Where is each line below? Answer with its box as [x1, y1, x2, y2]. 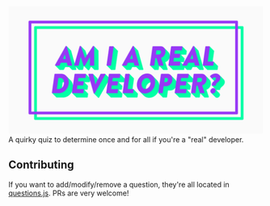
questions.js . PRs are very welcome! [8, 188, 129, 198]
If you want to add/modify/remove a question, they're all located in [8, 179, 230, 189]
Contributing [8, 158, 74, 172]
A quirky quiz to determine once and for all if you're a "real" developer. [8, 135, 244, 144]
